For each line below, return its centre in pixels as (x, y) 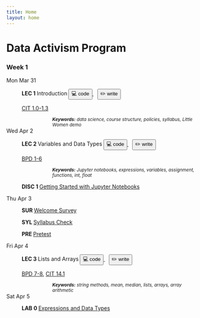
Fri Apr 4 (17, 246)
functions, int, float (72, 175)
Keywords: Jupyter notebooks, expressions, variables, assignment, (123, 170)
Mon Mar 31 (21, 80)
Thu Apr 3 (19, 198)
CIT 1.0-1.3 (35, 108)
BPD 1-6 (32, 158)
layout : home (23, 18)
